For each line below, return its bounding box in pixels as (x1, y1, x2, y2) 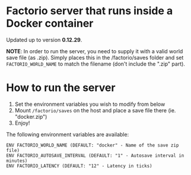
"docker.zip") (14, 113, 47, 120)
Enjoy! (14, 119, 30, 127)
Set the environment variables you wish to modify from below (14, 101, 165, 108)
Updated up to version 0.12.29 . (6, 36, 82, 43)
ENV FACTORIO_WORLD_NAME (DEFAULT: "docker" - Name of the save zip (6, 142, 179, 148)
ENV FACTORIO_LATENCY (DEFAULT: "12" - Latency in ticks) (6, 163, 152, 169)
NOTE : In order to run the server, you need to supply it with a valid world (6, 47, 183, 54)
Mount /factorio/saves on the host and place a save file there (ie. (14, 106, 176, 114)
